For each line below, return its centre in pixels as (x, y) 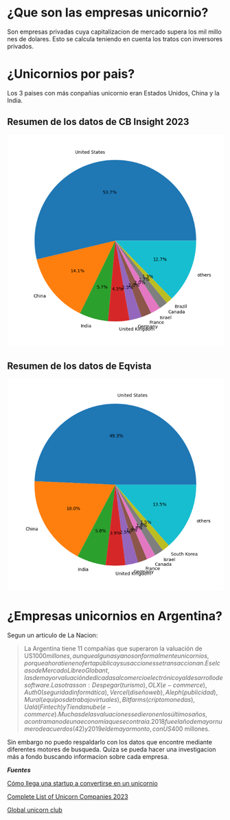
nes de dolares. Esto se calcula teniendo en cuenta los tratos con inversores (115, 38)
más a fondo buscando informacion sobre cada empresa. (88, 756)
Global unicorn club (35, 810)
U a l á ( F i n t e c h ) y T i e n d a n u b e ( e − (68, 707)
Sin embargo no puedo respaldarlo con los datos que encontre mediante (110, 742)
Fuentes (19, 770)
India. (15, 100)
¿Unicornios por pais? (71, 74)
